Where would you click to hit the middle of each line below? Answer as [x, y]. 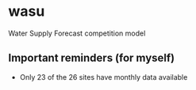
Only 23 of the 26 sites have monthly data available [104, 77]
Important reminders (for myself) [92, 58]
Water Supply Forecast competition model [77, 33]
